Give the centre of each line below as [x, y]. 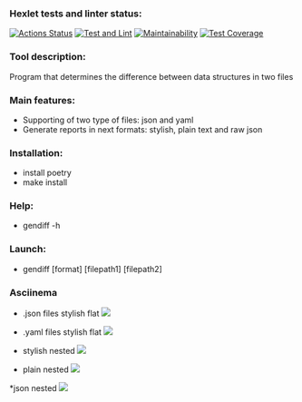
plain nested [46, 369]
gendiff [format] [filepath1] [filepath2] [93, 269]
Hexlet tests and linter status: [76, 14]
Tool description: [48, 57]
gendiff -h [41, 226]
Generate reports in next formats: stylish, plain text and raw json [142, 129]
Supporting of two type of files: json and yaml [108, 120]
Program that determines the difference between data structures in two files [151, 76]
